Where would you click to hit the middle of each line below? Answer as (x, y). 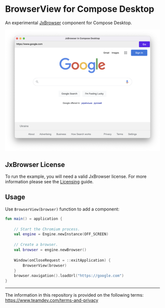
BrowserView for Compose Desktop (80, 9)
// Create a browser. (36, 245)
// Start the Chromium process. (47, 229)
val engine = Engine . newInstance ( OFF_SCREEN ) (61, 234)
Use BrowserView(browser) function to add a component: (62, 209)
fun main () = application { (34, 219)
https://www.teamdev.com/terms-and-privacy (52, 300)
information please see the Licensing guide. (49, 182)
